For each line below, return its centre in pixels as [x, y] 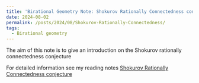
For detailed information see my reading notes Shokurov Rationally [87, 68]
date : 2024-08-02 [28, 17]
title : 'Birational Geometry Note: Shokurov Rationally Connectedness [95, 11]
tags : [13, 28]
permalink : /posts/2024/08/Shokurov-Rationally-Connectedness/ [86, 22]
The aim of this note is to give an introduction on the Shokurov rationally [94, 50]
